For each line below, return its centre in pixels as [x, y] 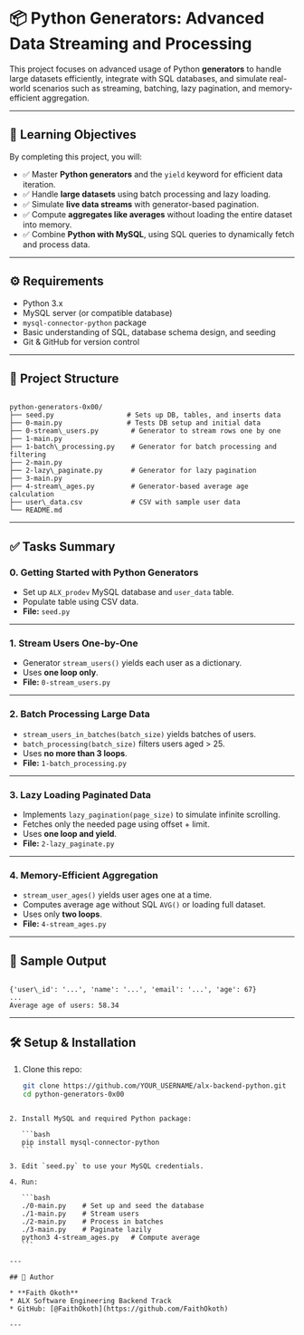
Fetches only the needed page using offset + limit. [116, 824]
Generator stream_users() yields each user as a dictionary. [132, 663]
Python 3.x [43, 303]
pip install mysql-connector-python [90, 1142]
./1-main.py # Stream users [81, 1214]
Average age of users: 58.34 [64, 1006]
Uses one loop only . [60, 673]
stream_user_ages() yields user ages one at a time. [117, 895]
